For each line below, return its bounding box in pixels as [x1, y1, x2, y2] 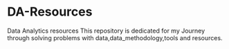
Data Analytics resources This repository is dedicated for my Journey [7, 27, 205, 35]
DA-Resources [7, 4, 93, 20]
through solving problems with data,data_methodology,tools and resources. [7, 33, 223, 42]
